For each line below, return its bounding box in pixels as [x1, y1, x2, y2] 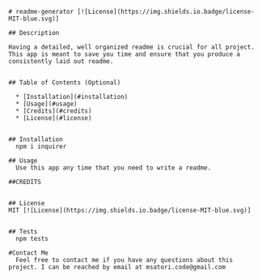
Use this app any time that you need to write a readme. [15, 164, 212, 172]
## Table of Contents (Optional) [8, 79, 121, 87]
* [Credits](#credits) [15, 107, 92, 115]
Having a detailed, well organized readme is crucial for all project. [8, 43, 255, 51]
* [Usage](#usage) [15, 100, 78, 108]
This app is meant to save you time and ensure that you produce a [8, 50, 241, 58]
